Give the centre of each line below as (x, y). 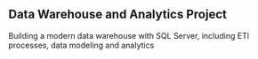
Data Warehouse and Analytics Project (118, 15)
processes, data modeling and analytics (81, 45)
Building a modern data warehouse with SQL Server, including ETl (129, 35)
